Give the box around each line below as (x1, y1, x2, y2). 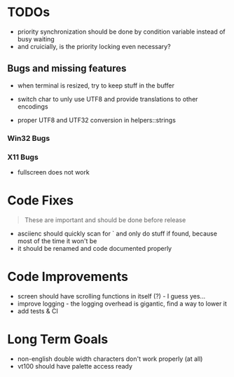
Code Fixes (7, 193, 74, 209)
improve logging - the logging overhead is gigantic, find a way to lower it (17, 299, 228, 308)
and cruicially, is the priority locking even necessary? (17, 42, 171, 50)
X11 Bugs (7, 152, 39, 162)
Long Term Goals (7, 331, 109, 348)
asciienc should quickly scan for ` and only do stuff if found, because (17, 229, 217, 238)
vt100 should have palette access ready (17, 362, 133, 370)
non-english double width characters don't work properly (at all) (17, 355, 203, 363)
